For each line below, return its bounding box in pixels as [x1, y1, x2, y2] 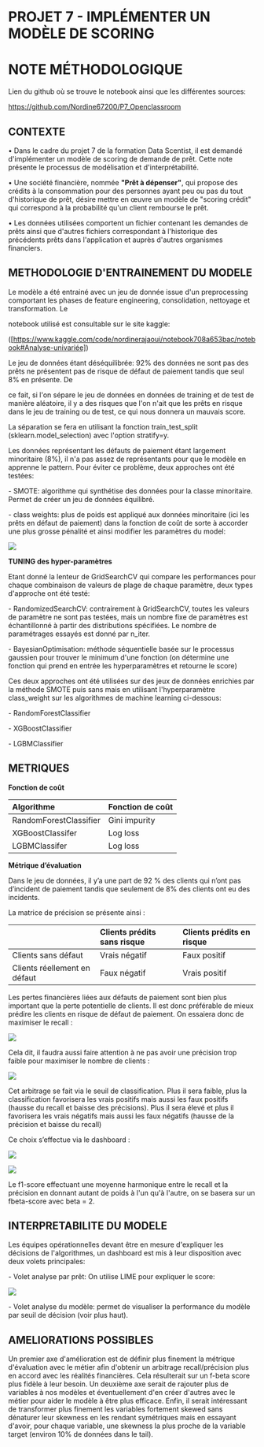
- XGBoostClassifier [8, 723, 72, 733]
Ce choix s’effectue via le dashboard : [8, 1135, 131, 1144]
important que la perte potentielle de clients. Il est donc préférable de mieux [8, 1001, 254, 1010]
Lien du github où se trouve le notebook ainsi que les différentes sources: [8, 87, 246, 96]
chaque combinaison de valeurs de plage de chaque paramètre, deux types [8, 580, 254, 590]
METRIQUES [8, 761, 70, 776]
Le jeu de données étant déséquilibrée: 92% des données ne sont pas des [8, 358, 249, 367]
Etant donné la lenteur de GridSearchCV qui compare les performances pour [8, 571, 256, 581]
